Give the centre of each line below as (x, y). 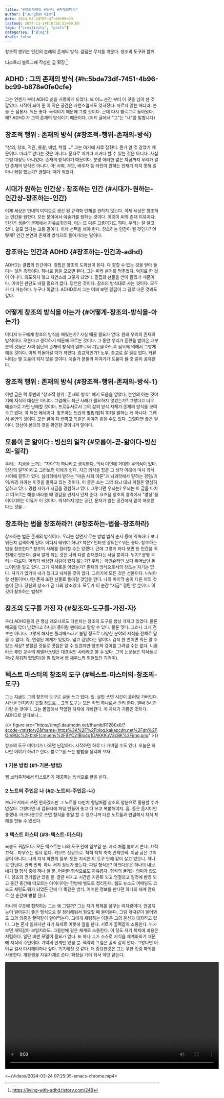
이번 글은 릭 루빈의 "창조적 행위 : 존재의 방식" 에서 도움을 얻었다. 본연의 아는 (77, 394)
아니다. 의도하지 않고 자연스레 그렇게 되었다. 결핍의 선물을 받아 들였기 (76, 277)
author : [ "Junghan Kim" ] (30, 14)
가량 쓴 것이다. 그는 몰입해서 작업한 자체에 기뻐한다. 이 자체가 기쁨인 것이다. (76, 709)
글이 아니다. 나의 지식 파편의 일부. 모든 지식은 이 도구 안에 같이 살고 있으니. (76, 859)
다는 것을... (15, 507)
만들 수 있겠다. (28, 821)
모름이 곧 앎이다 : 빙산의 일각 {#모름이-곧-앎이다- (75, 442)
